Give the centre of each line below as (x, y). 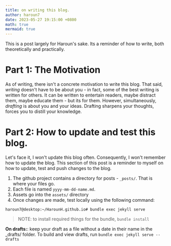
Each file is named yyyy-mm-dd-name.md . (54, 189)
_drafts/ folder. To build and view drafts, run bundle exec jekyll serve (79, 234)
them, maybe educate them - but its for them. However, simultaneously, (81, 101)
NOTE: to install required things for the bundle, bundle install (83, 219)
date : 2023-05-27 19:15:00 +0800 (41, 20)
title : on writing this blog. (38, 10)
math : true (17, 24)
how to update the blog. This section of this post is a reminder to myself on (84, 163)
